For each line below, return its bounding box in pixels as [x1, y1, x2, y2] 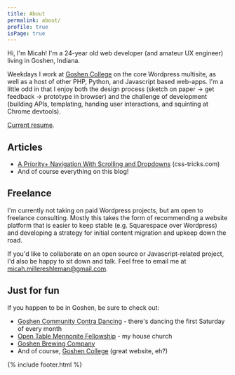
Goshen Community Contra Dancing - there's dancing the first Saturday [17, 317, 225, 325]
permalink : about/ [7, 17, 61, 24]
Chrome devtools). [7, 107, 61, 116]
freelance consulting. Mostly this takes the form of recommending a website [7, 213, 228, 221]
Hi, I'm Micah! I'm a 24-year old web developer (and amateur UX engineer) [7, 49, 224, 57]
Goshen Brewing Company [17, 339, 95, 348]
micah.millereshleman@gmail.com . [7, 264, 109, 273]
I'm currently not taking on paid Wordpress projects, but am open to [7, 206, 203, 214]
